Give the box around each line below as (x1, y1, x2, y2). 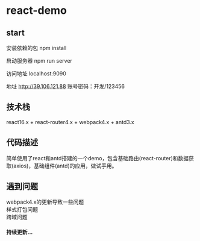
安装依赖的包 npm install (6, 45, 67, 51)
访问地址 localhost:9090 (6, 70, 66, 77)
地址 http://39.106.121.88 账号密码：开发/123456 (6, 83, 125, 90)
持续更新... (6, 228, 33, 236)
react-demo (6, 4, 67, 17)
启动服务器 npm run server (6, 57, 72, 64)
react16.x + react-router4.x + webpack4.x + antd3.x (6, 118, 134, 125)
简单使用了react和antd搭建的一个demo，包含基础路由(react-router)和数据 (6, 154, 189, 161)
